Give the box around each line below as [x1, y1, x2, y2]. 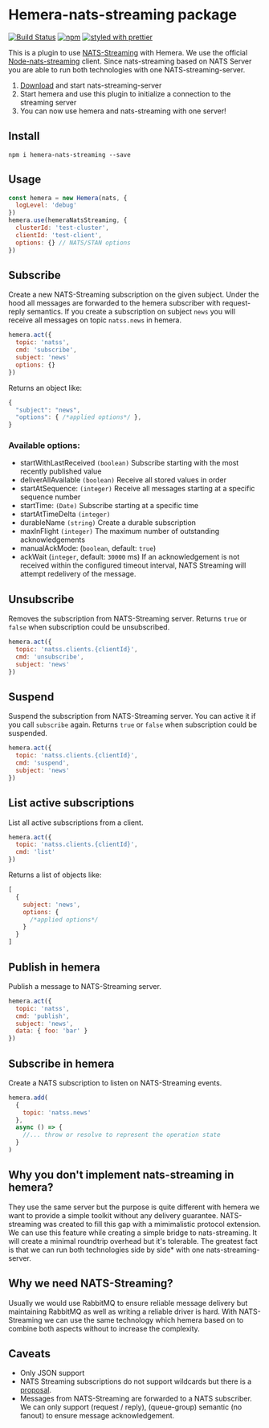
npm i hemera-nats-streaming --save [8, 150, 131, 158]
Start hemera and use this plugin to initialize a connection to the [19, 88, 231, 98]
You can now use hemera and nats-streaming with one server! [19, 106, 226, 116]
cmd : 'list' [15, 848, 56, 856]
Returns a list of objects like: [8, 870, 102, 880]
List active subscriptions [8, 796, 135, 810]
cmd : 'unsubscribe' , [15, 653, 84, 661]
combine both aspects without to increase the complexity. [8, 1323, 201, 1333]
